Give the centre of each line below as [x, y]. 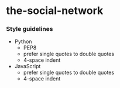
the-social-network [55, 11]
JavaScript [28, 66]
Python [23, 41]
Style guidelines [30, 29]
